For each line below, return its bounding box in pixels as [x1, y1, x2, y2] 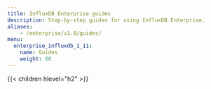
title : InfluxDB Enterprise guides [7, 10, 111, 17]
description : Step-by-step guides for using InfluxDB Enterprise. [7, 17, 205, 24]
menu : [7, 36, 23, 43]
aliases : [7, 23, 33, 30]
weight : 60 [20, 56, 52, 63]
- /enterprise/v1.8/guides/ [20, 29, 102, 37]
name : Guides [20, 49, 58, 56]
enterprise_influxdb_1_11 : [13, 42, 93, 49]
